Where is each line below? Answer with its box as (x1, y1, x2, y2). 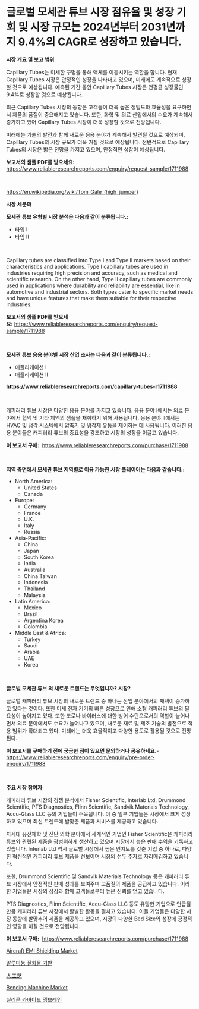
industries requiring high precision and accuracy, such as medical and (6, 269, 178, 276)
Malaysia (23, 591, 46, 598)
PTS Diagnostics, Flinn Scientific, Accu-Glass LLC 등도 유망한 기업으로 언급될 (6, 900, 191, 907)
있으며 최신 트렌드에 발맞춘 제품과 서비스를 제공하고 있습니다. (17, 818, 159, 825)
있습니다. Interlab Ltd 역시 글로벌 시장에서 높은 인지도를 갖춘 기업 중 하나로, (6, 845, 181, 852)
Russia (23, 528, 40, 535)
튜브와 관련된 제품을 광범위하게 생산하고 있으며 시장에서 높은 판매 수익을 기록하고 (6, 838, 194, 845)
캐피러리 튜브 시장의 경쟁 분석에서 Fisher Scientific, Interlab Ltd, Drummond (6, 796, 186, 803)
